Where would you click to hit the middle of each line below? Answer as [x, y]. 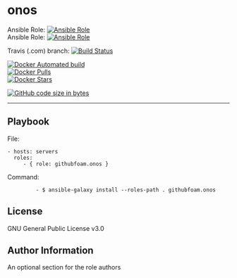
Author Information [50, 250]
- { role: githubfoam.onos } [66, 164]
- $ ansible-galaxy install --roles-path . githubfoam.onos [126, 190]
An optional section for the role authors [64, 267]
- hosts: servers [33, 151]
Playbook [29, 122]
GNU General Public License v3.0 [56, 228]
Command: [23, 177]
